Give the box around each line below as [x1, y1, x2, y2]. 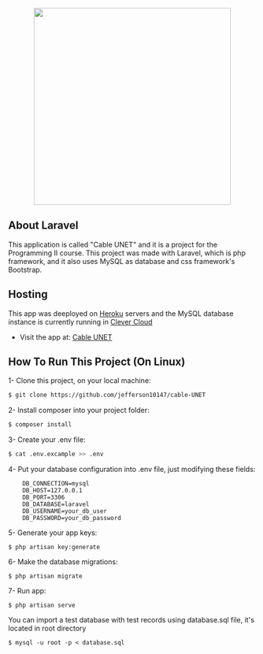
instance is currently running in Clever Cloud [8, 317, 153, 326]
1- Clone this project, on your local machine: [8, 376, 151, 385]
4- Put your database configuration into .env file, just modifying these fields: [8, 465, 256, 474]
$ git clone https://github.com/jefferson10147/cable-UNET [8, 391, 206, 399]
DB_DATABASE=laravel [22, 500, 90, 508]
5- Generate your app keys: [8, 528, 98, 537]
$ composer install [8, 421, 72, 429]
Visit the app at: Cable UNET [19, 332, 113, 342]
